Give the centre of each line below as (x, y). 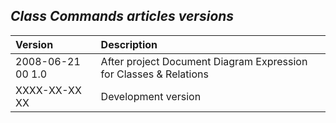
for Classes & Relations (154, 74)
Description (129, 44)
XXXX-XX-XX (48, 90)
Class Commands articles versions (122, 16)
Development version (151, 96)
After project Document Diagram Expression (204, 61)
